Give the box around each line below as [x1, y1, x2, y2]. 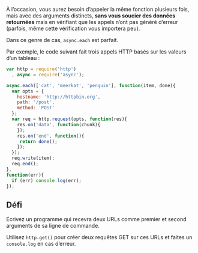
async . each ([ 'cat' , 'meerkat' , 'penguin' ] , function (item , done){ [6, 82, 176, 88]
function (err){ [6, 172, 44, 178]
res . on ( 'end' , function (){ [17, 133, 85, 139]
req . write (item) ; [11, 155, 55, 162]
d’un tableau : [6, 55, 40, 61]
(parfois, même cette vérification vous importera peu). [6, 25, 140, 32]
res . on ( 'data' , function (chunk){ [17, 121, 101, 127]
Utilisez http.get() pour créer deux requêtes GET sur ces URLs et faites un [6, 234, 193, 241]
